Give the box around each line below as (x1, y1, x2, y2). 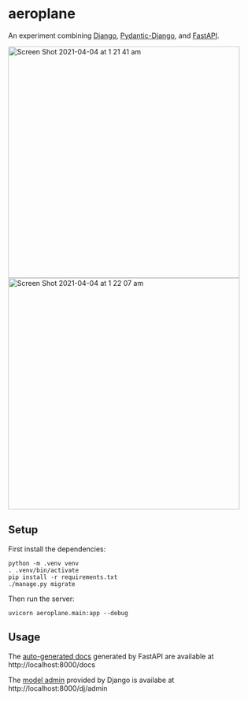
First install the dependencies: (8, 544, 106, 554)
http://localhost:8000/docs (8, 659, 96, 669)
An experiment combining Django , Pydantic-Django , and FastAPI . (8, 31, 220, 40)
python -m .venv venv (8, 559, 80, 567)
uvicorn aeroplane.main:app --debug (8, 609, 128, 617)
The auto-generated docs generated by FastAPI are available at (8, 651, 214, 661)
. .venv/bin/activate (8, 566, 80, 574)
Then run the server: (8, 594, 75, 603)
